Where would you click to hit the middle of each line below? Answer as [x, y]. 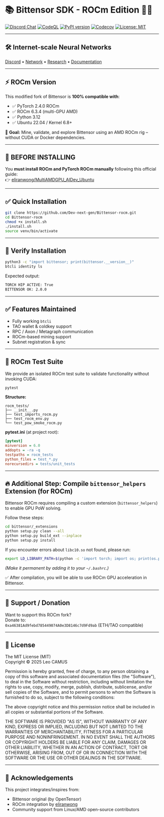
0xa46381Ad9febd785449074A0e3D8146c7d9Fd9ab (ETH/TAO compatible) [74, 625]
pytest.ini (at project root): [32, 432]
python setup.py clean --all [35, 531]
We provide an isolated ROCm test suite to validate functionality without [77, 374]
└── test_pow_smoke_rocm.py [34, 423]
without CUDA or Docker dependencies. [45, 137]
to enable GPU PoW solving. [33, 508]
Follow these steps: [24, 518]
